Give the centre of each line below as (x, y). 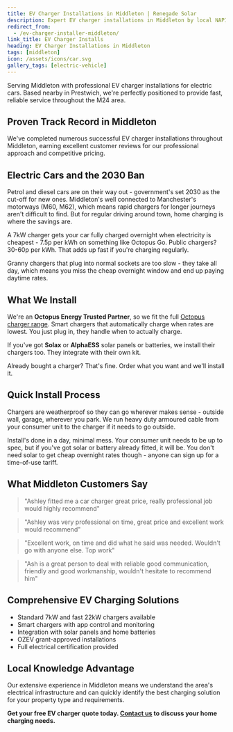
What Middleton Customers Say (77, 484)
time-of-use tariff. (33, 462)
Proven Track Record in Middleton (82, 122)
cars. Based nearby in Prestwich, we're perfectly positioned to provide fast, (115, 93)
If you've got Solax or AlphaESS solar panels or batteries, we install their (111, 345)
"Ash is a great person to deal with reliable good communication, (116, 564)
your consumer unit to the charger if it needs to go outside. (92, 427)
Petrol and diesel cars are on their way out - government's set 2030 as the (114, 192)
